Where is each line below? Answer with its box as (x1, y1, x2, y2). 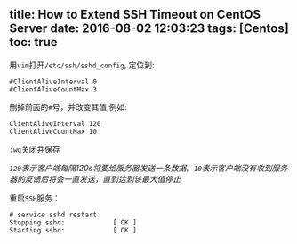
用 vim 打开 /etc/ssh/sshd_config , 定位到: (9, 59, 155, 70)
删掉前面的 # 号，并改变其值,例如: (9, 101, 127, 112)
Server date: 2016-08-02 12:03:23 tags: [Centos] (9, 21, 289, 36)
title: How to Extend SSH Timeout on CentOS (9, 7, 261, 22)
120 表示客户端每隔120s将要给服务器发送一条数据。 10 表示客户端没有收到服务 (9, 162, 288, 173)
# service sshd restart (9, 210, 98, 219)
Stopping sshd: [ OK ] (9, 217, 138, 227)
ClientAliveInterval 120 (9, 119, 101, 128)
